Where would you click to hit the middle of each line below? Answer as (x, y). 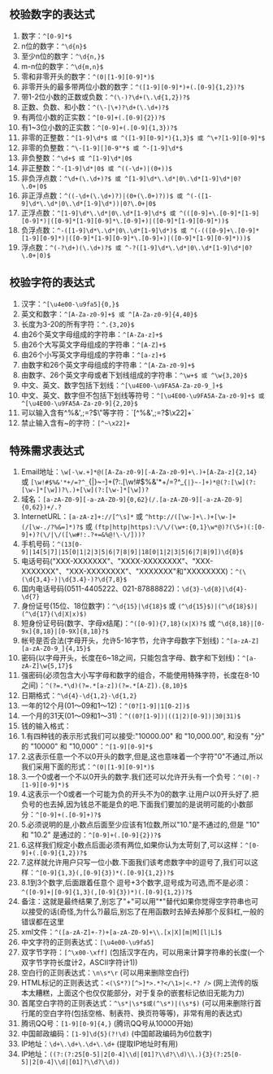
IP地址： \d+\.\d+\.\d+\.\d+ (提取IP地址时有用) (100, 1044)
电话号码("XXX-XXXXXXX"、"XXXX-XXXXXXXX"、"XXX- (117, 561)
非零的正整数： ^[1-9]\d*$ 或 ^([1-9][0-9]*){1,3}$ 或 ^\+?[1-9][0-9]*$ (143, 138)
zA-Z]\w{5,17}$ (47, 666)
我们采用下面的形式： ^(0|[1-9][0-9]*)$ (88, 766)
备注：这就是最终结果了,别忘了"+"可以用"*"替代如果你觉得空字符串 (132, 902)
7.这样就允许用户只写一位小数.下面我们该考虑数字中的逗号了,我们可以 (136, 862)
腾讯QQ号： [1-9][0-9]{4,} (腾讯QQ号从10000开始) (107, 1024)
